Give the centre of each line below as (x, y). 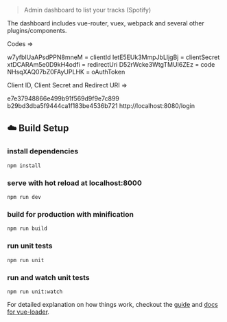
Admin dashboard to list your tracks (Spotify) (87, 10)
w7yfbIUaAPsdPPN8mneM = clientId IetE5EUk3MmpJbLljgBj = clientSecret (113, 57)
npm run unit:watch (35, 292)
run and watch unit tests (49, 277)
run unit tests (30, 246)
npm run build (27, 229)
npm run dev (24, 197)
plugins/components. (37, 31)
